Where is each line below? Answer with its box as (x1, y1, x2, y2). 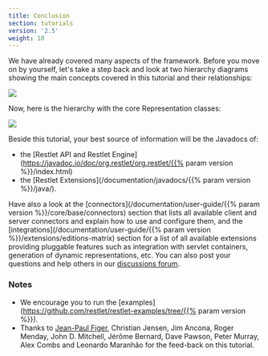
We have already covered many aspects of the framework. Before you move (8, 56, 260, 66)
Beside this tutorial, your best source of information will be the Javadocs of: (8, 134, 259, 144)
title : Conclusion (8, 11, 70, 20)
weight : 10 (8, 34, 45, 42)
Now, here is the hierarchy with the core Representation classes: (8, 103, 221, 113)
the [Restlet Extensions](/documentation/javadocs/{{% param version (19, 176, 251, 185)
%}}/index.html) (19, 167, 73, 176)
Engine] (112, 150, 138, 160)
